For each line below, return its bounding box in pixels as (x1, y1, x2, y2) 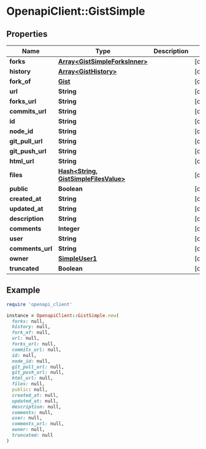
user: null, (12, 415, 43, 421)
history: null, (12, 324, 51, 330)
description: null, (12, 404, 62, 410)
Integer (58, 224, 80, 232)
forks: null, (12, 318, 45, 324)
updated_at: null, (12, 397, 59, 404)
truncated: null (12, 432, 53, 439)
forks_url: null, (12, 341, 56, 347)
